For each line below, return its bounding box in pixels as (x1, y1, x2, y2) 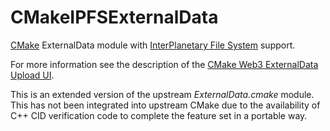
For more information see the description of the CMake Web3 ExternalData (10, 58, 319, 70)
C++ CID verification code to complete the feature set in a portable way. (10, 109, 308, 121)
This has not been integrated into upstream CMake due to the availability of (10, 99, 321, 111)
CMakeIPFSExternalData (10, 6, 219, 29)
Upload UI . (10, 69, 55, 81)
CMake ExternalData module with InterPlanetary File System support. (10, 39, 296, 51)
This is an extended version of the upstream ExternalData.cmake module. (10, 88, 315, 100)
